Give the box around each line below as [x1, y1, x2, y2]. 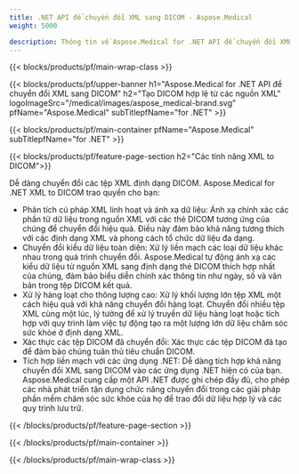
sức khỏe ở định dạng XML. [21, 327, 124, 338]
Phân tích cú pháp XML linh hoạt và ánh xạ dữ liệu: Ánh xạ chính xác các [21, 205, 289, 215]
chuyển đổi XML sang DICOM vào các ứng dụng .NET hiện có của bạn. [21, 366, 283, 376]
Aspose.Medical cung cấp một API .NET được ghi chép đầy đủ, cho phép [21, 374, 290, 385]
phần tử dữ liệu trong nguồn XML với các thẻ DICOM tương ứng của [21, 214, 270, 225]
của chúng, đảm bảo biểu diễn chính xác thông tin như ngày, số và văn [21, 270, 282, 281]
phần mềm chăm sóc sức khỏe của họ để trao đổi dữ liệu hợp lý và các [21, 393, 282, 405]
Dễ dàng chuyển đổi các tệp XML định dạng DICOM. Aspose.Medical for [9, 178, 276, 189]
